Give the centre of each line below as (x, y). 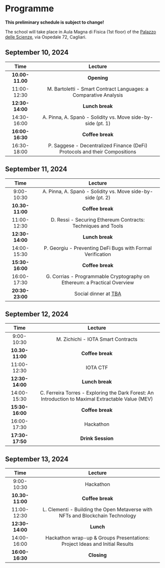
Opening (98, 78)
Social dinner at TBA (98, 294)
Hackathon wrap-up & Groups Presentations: (97, 538)
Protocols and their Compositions (98, 152)
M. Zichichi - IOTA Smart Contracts (97, 339)
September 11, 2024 (36, 169)
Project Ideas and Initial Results (97, 544)
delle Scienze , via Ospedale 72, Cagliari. (46, 37)
